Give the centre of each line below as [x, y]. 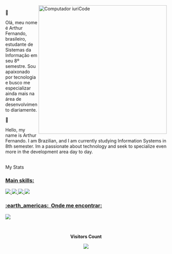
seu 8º [12, 61]
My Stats [15, 167]
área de [13, 99]
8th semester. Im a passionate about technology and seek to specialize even [86, 146]
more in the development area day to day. [49, 152]
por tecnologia [21, 77]
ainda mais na [20, 94]
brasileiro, [16, 39]
